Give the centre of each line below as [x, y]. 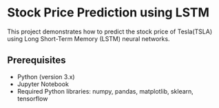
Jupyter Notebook [43, 84]
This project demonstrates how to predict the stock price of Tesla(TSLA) [109, 31]
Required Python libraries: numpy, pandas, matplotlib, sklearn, [105, 91]
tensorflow [32, 98]
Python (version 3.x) [46, 77]
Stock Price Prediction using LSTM [108, 13]
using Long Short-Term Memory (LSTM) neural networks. [88, 38]
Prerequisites [36, 60]
